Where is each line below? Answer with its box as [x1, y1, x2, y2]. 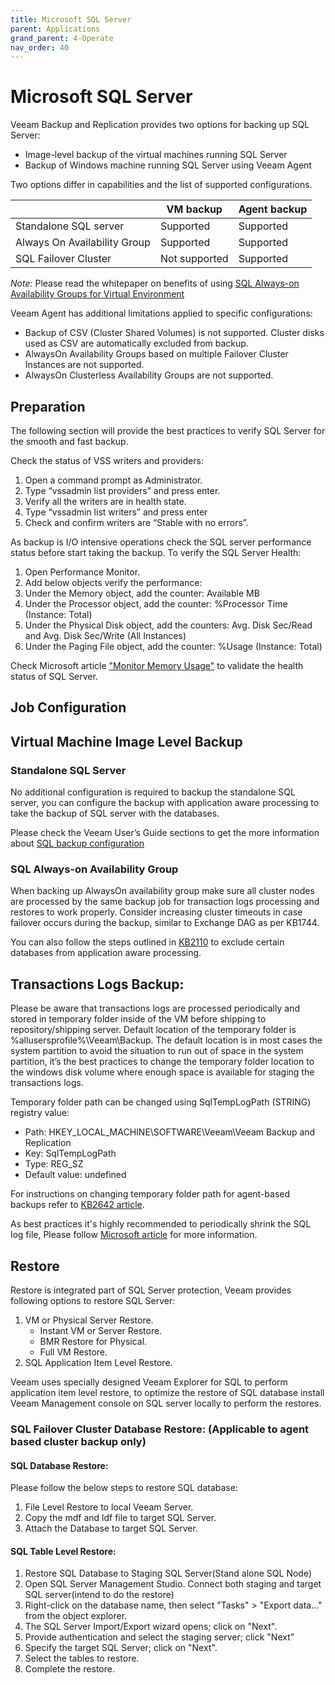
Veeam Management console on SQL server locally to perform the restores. [10, 1397, 322, 1409]
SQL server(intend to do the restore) [24, 1589, 175, 1601]
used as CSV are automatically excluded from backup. [24, 337, 249, 350]
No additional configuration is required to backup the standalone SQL [10, 786, 296, 798]
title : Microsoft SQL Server [10, 14, 132, 25]
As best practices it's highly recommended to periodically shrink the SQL [10, 1218, 312, 1230]
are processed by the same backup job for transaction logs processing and [10, 896, 320, 908]
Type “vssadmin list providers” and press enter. [24, 485, 221, 496]
